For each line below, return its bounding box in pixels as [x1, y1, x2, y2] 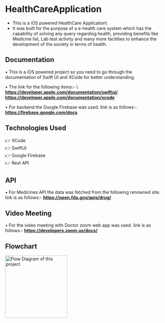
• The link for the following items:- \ [5, 84, 79, 90]
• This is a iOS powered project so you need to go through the [5, 69, 133, 75]
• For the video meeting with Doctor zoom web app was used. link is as [5, 222, 151, 228]
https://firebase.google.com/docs [5, 109, 78, 115]
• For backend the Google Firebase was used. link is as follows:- [5, 104, 138, 110]
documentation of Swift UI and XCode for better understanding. [5, 74, 135, 80]
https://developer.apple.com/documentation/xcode [5, 94, 115, 100]
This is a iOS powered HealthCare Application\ [12, 20, 107, 26]
